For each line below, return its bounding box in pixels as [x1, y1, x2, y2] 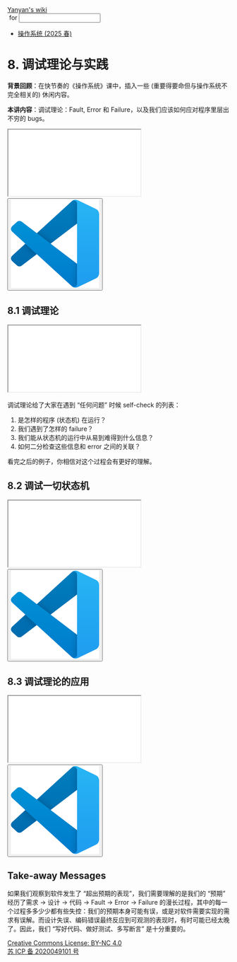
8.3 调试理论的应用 [7, 676, 90, 688]
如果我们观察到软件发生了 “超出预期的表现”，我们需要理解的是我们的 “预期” [7, 889, 226, 898]
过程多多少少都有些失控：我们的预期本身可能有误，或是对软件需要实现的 [13, 907, 224, 915]
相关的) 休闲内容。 [19, 90, 74, 98]
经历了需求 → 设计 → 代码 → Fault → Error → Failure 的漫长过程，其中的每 [7, 898, 221, 907]
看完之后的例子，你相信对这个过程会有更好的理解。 [7, 457, 156, 465]
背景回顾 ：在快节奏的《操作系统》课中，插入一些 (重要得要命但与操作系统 [7, 81, 222, 90]
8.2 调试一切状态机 [7, 480, 90, 492]
